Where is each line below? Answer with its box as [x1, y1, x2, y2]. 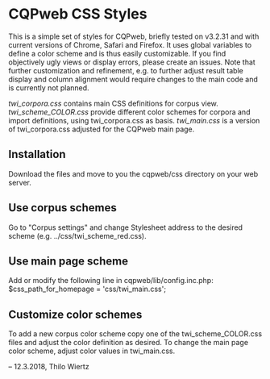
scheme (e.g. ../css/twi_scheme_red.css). [8, 231, 147, 240]
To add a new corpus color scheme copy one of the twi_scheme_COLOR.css [8, 329, 263, 339]
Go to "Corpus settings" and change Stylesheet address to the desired [8, 223, 243, 232]
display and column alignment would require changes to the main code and [8, 74, 258, 84]
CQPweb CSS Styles [8, 5, 147, 23]
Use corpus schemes [8, 201, 117, 214]
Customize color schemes [8, 307, 143, 321]
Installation [8, 148, 66, 161]
